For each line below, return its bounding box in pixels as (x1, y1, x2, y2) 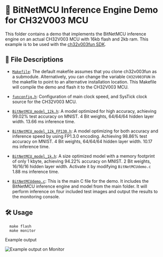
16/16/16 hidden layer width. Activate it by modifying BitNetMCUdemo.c (12, 163, 151, 169)
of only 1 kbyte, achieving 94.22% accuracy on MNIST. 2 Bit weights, (12, 158, 151, 164)
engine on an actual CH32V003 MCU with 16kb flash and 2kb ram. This (5, 36, 149, 42)
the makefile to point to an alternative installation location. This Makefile (12, 79, 157, 85)
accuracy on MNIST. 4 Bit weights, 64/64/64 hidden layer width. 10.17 (12, 138, 153, 144)
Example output (5, 236, 37, 242)
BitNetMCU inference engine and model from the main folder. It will (12, 183, 147, 189)
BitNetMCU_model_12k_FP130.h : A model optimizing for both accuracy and (12, 128, 159, 134)
